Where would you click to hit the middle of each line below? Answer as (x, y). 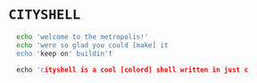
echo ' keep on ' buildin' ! (65, 54)
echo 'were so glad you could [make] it (92, 45)
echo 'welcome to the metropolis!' (83, 37)
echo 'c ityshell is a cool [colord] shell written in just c (133, 70)
